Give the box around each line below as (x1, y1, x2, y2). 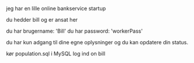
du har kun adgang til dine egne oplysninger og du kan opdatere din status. (6, 39, 189, 45)
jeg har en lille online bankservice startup (6, 5, 106, 12)
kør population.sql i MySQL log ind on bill (6, 50, 106, 57)
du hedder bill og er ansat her (6, 16, 78, 23)
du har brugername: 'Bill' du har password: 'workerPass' (6, 27, 143, 34)
